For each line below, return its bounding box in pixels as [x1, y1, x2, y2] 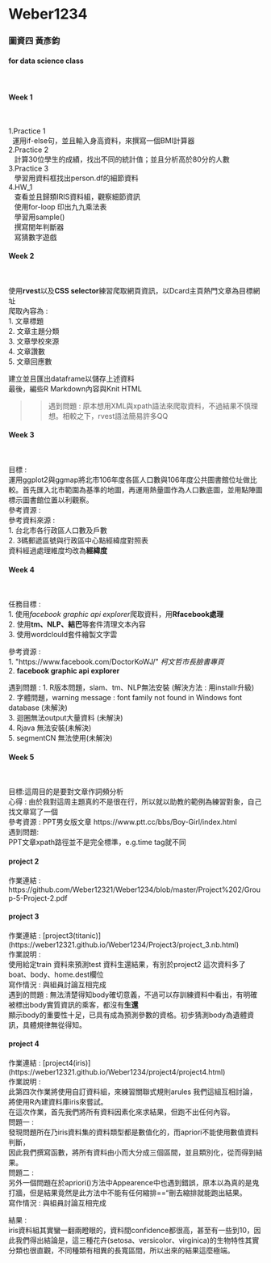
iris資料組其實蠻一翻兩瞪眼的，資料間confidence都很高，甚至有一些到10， [8, 1225, 254, 1235]
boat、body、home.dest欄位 [8, 969, 104, 979]
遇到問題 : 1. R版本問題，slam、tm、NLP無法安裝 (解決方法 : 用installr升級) [8, 682, 255, 692]
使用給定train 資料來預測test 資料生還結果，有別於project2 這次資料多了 [8, 959, 246, 969]
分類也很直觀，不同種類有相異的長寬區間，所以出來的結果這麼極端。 [8, 1245, 235, 1255]
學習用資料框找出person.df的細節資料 [14, 173, 139, 183]
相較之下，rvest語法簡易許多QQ [62, 411, 169, 420]
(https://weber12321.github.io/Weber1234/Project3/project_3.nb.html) [8, 940, 240, 949]
